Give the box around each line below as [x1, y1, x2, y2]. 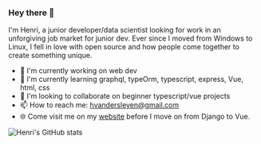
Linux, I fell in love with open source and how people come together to [8, 42, 239, 52]
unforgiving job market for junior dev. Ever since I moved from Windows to [8, 33, 253, 43]
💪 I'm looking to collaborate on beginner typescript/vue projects [19, 91, 231, 101]
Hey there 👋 [8, 7, 54, 18]
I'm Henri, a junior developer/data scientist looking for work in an [8, 25, 221, 35]
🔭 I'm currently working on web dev [19, 66, 137, 76]
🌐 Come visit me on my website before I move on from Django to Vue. [19, 111, 251, 122]
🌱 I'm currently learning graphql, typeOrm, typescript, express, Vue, [19, 75, 243, 84]
